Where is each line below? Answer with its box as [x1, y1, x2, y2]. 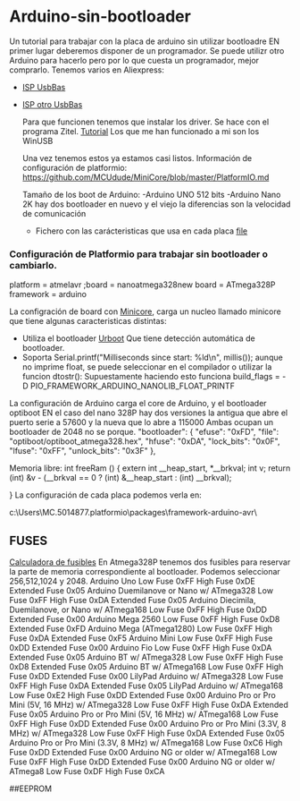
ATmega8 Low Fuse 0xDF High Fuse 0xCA [9, 766, 165, 777]
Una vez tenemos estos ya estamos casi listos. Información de [21, 152, 253, 163]
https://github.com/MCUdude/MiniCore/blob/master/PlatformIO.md [21, 172, 270, 183]
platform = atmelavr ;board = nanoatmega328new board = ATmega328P [9, 279, 276, 290]
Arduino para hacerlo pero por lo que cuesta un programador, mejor [9, 55, 260, 65]
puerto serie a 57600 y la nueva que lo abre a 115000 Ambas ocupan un [9, 417, 274, 428]
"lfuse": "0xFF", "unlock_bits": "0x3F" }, [9, 446, 156, 456]
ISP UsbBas [21, 81, 66, 92]
